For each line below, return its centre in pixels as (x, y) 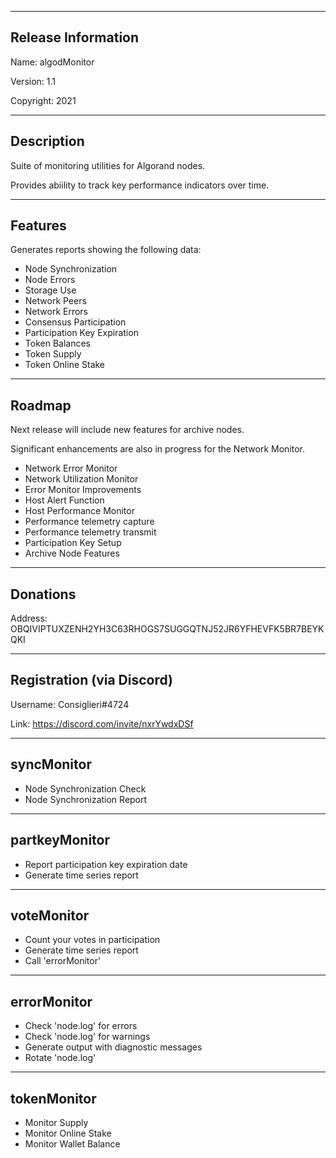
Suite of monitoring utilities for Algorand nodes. (108, 165)
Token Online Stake (65, 365)
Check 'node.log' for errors (81, 1026)
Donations (43, 594)
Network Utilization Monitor (81, 479)
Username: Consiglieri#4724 (70, 704)
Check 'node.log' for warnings (87, 1037)
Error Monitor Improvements (83, 490)
